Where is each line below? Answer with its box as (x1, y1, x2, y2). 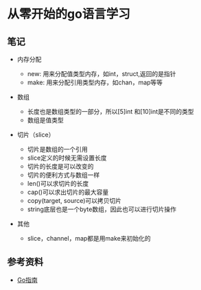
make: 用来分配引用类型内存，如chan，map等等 (27, 78, 163, 86)
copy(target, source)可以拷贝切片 (27, 197, 122, 204)
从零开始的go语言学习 (7, 6, 130, 22)
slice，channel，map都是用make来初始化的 (27, 234, 151, 242)
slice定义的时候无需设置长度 (27, 154, 107, 162)
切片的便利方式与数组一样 (27, 171, 100, 179)
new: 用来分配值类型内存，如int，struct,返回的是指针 (27, 70, 176, 77)
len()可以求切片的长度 (27, 180, 89, 187)
